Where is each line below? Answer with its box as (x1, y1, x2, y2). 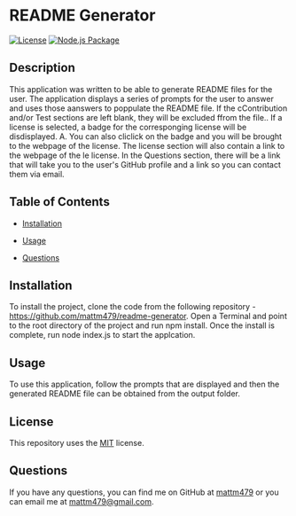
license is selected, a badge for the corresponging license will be (9, 121, 247, 132)
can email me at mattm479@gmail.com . (9, 496, 154, 506)
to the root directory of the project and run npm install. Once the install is (9, 320, 275, 331)
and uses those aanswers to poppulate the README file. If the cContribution (9, 103, 288, 113)
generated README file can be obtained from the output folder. (9, 388, 241, 399)
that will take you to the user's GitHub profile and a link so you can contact (9, 159, 282, 169)
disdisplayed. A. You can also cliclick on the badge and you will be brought (9, 130, 282, 142)
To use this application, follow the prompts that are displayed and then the (9, 379, 280, 390)
